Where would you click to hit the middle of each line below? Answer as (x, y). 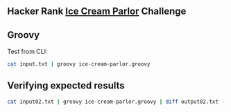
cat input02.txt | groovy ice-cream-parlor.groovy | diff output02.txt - (116, 102)
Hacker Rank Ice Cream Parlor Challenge (97, 11)
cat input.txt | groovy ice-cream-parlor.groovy (79, 64)
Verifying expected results (66, 86)
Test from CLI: (27, 52)
